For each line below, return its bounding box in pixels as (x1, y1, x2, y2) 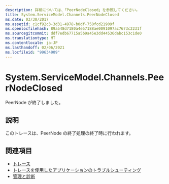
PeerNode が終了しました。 (5, 100, 63, 106)
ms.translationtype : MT (5, 36, 56, 41)
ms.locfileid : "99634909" (5, 50, 60, 55)
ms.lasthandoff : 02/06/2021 (5, 45, 65, 50)
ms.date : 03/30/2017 (5, 17, 49, 22)
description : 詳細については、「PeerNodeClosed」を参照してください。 (5, 7, 140, 13)
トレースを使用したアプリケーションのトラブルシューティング (12, 167, 141, 173)
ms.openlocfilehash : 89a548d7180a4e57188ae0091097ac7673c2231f (5, 26, 142, 31)
